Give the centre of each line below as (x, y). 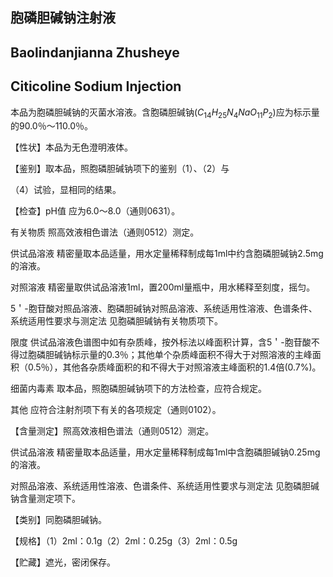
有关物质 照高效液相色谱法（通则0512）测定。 (105, 232)
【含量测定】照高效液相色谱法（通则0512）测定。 (112, 431)
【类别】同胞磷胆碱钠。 (58, 520)
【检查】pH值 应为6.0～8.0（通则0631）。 (95, 211)
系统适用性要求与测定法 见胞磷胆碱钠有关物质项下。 (116, 321)
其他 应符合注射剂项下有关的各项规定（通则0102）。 (116, 410)
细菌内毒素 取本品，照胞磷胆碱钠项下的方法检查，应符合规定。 (138, 389)
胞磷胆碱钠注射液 (63, 18)
